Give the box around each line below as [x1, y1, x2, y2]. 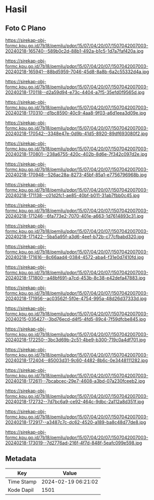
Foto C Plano [5, 24, 46, 32]
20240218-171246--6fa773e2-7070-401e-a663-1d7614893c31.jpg [5, 213, 144, 219]
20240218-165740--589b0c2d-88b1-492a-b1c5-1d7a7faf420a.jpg [5, 48, 144, 54]
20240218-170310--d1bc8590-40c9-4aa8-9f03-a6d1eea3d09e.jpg [5, 110, 146, 116]
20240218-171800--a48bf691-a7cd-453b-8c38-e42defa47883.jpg [5, 275, 146, 281]
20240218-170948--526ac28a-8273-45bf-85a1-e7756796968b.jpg [5, 172, 147, 178]
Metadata [5, 454, 36, 463]
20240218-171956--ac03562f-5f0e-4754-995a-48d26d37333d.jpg [5, 295, 147, 302]
